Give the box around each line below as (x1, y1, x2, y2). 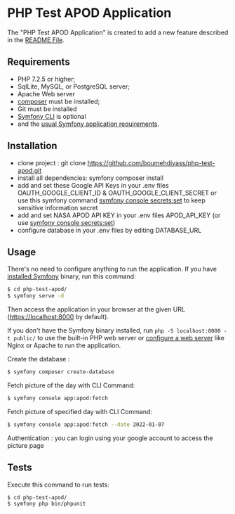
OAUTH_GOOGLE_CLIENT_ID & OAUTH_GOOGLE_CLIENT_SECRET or (17, 188, 217, 197)
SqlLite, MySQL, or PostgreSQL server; (17, 82, 130, 91)
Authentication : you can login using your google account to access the (7, 434, 213, 442)
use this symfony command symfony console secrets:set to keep (17, 195, 206, 205)
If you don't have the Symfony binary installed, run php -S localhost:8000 (7, 326, 221, 335)
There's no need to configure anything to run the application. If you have (7, 265, 217, 274)
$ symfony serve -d (7, 293, 65, 300)
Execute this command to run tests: (7, 480, 110, 489)
